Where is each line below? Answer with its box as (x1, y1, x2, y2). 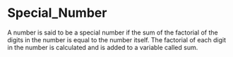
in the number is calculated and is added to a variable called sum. (7, 43, 198, 51)
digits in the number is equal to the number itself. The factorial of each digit (7, 35, 227, 44)
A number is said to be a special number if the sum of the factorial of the (7, 28, 218, 37)
